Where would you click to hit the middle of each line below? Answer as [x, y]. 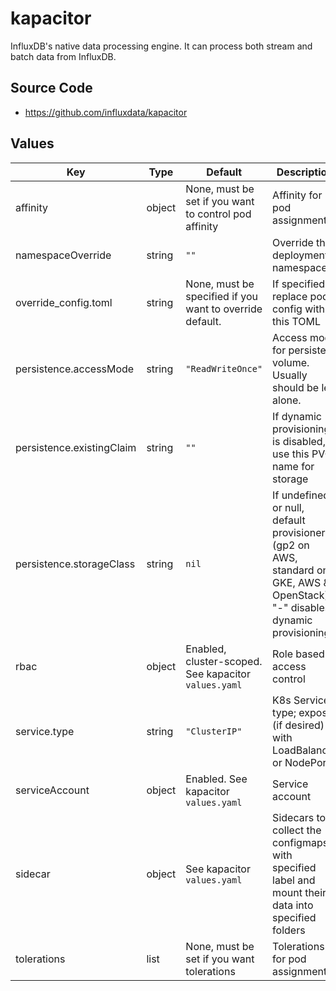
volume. [291, 362]
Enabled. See [216, 779]
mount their [299, 892]
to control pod [218, 214]
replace [290, 296]
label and [294, 880]
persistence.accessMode [75, 369]
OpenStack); [302, 595]
